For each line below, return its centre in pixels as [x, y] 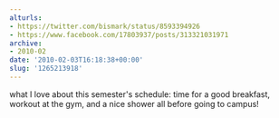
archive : [26, 43]
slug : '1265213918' [46, 69]
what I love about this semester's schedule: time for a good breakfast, [139, 94]
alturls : [26, 18]
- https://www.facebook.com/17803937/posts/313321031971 [119, 34]
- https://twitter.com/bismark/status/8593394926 [105, 26]
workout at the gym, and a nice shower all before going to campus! [135, 103]
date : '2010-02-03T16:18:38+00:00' [77, 60]
